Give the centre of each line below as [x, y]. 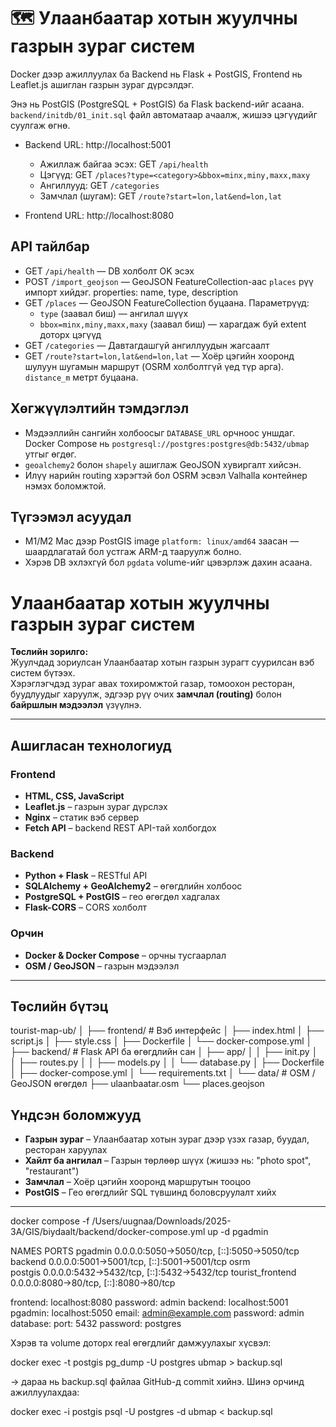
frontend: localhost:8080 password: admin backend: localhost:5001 [149, 1302]
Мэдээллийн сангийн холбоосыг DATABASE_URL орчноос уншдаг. [160, 432]
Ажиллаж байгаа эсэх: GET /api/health [124, 164]
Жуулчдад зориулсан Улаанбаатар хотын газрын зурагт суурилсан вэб [162, 662]
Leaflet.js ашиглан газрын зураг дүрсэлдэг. [102, 84]
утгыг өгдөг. [50, 454]
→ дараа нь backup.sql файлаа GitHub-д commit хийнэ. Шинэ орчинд [157, 1382]
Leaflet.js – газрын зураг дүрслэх [96, 806]
